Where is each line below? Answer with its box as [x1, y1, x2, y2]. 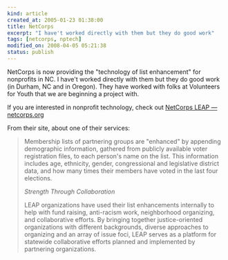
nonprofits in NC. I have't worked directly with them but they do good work [7, 75, 220, 83]
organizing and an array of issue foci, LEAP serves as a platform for [23, 230, 216, 239]
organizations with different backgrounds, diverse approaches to [23, 223, 209, 231]
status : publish [7, 49, 54, 56]
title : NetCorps [7, 23, 54, 30]
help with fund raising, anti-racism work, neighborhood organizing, [23, 208, 215, 216]
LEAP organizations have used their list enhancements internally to [23, 201, 214, 209]
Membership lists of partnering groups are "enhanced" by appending [23, 137, 221, 145]
